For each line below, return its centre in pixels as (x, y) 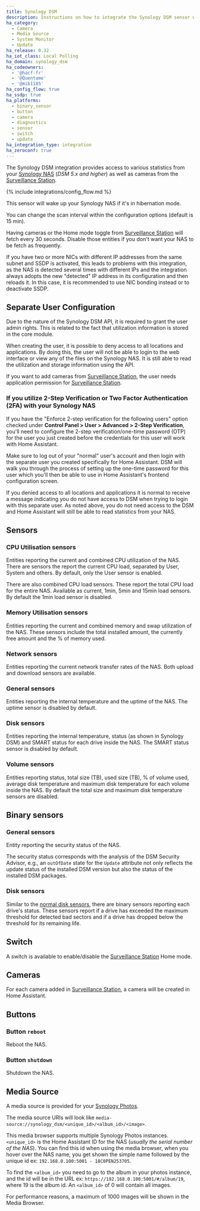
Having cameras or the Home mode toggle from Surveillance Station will (95, 233)
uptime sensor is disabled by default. (51, 708)
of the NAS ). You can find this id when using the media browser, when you (97, 1148)
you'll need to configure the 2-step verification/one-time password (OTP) (96, 431)
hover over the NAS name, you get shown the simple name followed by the (98, 1154)
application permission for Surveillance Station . (64, 383)
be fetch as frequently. (34, 245)
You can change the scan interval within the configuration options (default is (100, 215)
